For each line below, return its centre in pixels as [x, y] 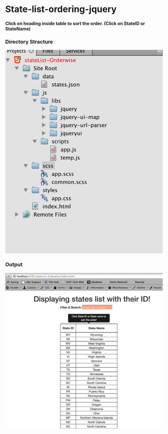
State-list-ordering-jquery [61, 9]
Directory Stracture [29, 42]
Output [14, 265]
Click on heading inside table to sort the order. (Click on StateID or [75, 23]
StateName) [18, 29]
